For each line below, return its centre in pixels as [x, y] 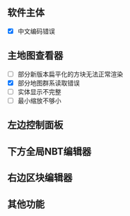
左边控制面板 [35, 125]
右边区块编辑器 [40, 178]
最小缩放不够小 [39, 101]
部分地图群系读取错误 [48, 83]
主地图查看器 [35, 56]
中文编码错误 [36, 31]
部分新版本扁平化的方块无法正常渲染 [70, 74]
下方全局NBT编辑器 [49, 151]
